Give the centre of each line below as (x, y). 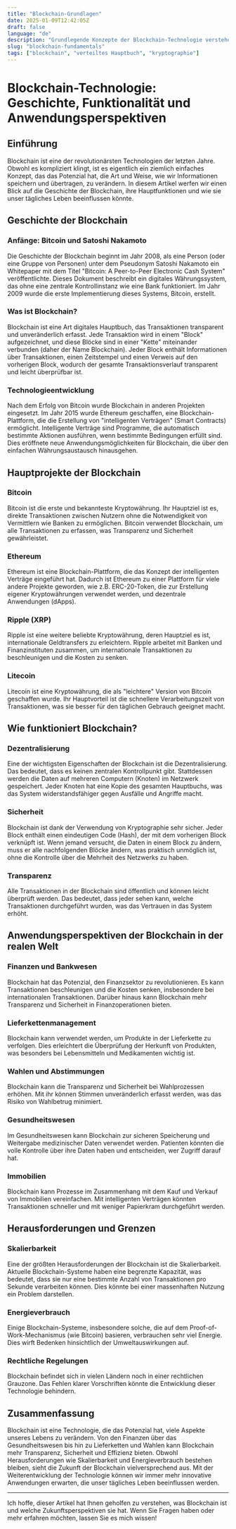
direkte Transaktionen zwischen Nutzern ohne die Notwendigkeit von (107, 515)
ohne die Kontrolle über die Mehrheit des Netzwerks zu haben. (98, 857)
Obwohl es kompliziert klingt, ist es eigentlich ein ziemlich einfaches (106, 168)
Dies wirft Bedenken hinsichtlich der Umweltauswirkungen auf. (98, 1342)
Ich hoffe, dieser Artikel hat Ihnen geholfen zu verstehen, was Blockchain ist (117, 1503)
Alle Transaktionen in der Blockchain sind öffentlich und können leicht (108, 891)
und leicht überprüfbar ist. (45, 371)
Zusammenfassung (51, 1413)
